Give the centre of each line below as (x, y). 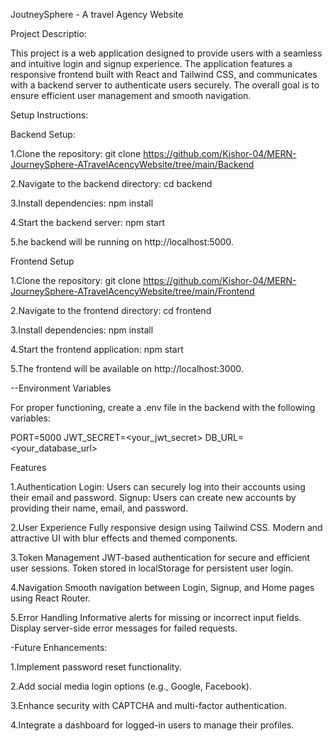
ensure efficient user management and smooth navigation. (131, 95)
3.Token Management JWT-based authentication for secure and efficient (160, 557)
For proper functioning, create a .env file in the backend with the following (163, 407)
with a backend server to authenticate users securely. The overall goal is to (165, 85)
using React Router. (50, 598)
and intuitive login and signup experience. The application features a (151, 63)
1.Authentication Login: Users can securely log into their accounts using (158, 487)
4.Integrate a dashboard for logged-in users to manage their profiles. (152, 725)
